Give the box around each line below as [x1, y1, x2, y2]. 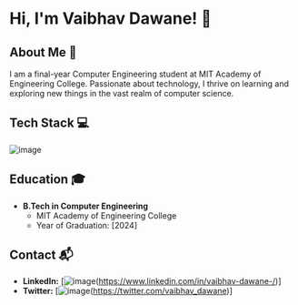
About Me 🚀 [9, 45, 77, 60]
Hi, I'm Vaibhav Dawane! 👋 [9, 8, 212, 29]
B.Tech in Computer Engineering [22, 200, 148, 211]
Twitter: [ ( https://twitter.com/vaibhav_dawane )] [22, 286, 233, 297]
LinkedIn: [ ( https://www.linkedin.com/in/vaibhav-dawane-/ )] [22, 276, 282, 287]
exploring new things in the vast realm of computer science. [9, 88, 234, 98]
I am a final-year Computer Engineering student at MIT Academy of [9, 68, 262, 79]
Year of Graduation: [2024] [35, 219, 138, 230]
